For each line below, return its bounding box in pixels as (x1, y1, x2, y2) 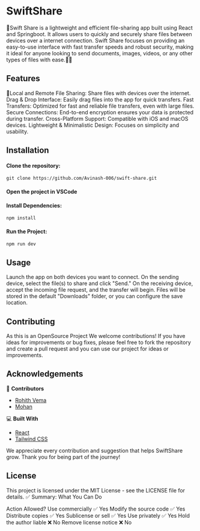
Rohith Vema (14, 396, 47, 404)
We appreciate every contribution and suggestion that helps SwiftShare (6, 447, 183, 454)
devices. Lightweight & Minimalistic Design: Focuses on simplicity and (6, 121, 180, 129)
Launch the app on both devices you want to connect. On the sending (6, 274, 179, 281)
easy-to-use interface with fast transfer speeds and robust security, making (6, 43, 194, 51)
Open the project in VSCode (6, 188, 77, 195)
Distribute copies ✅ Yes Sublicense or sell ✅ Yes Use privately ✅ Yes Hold (6, 512, 190, 519)
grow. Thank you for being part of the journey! (6, 453, 121, 461)
